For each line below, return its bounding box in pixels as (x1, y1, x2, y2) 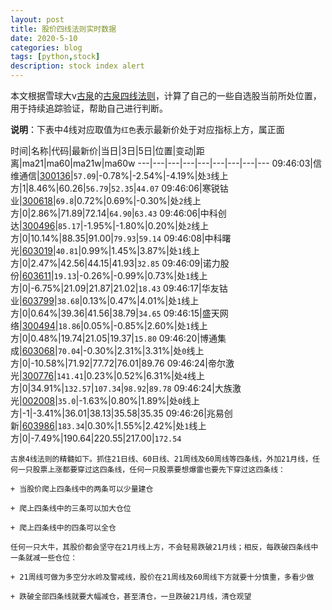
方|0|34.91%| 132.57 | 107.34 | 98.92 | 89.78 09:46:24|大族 (10, 382, 233, 394)
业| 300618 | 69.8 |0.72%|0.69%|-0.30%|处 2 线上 (10, 195, 202, 206)
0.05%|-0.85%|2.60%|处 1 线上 (83, 320, 208, 331)
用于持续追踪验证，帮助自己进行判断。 (10, 102, 168, 114)
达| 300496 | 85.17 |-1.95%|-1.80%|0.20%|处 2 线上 (10, 220, 210, 231)
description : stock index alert (10, 61, 145, 71)
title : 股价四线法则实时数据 (10, 24, 117, 34)
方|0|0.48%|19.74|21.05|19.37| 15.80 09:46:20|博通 (10, 332, 218, 344)
